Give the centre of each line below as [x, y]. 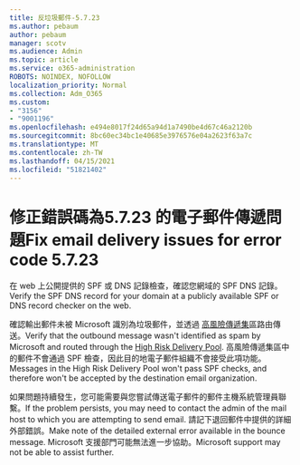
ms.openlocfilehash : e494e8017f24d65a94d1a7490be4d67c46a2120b [131, 128]
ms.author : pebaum [44, 26]
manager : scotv [38, 43]
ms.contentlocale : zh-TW [56, 152]
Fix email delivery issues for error [154, 240]
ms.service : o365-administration [72, 69]
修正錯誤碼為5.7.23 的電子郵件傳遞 [138, 217]
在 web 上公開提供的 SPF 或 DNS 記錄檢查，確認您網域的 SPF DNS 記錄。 [146, 286]
